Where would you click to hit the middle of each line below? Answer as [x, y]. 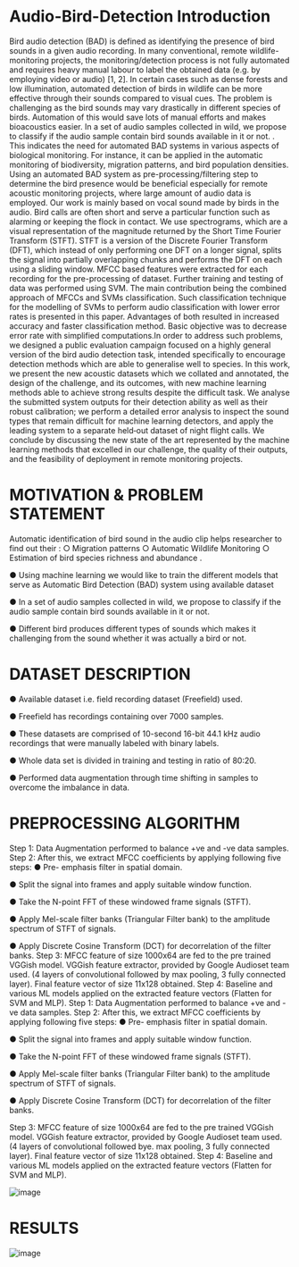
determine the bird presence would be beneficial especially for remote [138, 183]
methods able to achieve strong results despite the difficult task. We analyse [149, 392]
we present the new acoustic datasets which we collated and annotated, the [149, 373]
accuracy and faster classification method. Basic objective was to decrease [148, 326]
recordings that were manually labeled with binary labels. [114, 743]
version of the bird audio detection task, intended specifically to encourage [147, 354]
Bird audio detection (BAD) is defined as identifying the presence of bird [142, 41]
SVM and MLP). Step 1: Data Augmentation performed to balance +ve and [145, 1003]
